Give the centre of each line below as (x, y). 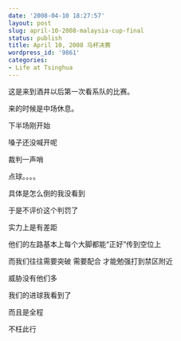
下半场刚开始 (29, 125)
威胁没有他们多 (33, 278)
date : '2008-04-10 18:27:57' (57, 16)
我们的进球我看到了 (40, 295)
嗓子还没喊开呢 (33, 142)
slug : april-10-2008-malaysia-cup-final (77, 30)
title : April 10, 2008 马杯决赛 (60, 46)
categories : (28, 61)
